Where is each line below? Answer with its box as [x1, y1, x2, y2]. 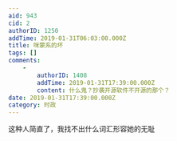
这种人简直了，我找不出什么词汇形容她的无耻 [8, 124, 155, 134]
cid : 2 [8, 19, 30, 27]
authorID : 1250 [8, 26, 59, 34]
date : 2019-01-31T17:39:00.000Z [8, 94, 116, 102]
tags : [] [8, 49, 37, 57]
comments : [8, 57, 41, 65]
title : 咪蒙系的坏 [8, 42, 64, 50]
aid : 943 [8, 11, 37, 20]
